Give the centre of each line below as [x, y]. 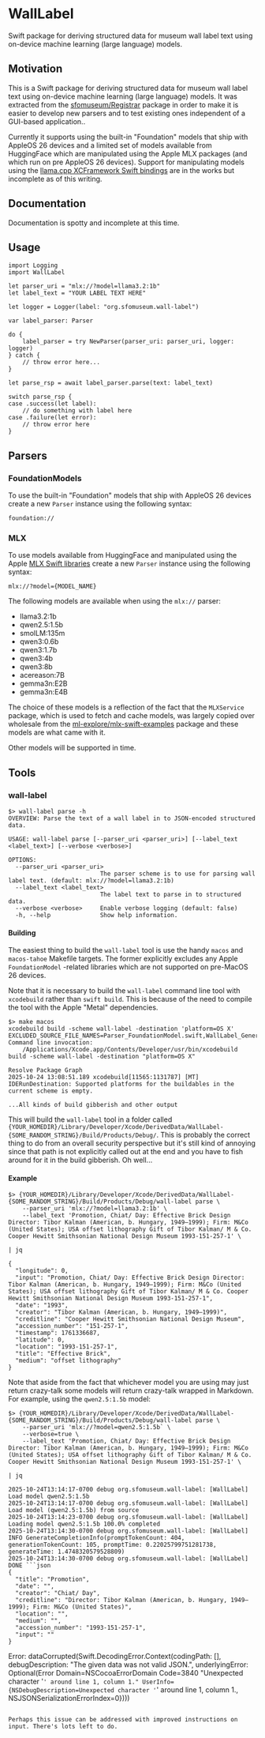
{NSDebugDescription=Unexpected [61, 1691]
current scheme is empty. [50, 1091]
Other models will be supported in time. [72, 748]
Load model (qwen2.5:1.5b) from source [74, 1510]
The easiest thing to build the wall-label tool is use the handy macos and [126, 950]
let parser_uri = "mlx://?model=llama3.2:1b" [84, 286]
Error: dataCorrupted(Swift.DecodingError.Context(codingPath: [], [115, 1657]
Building [22, 932]
